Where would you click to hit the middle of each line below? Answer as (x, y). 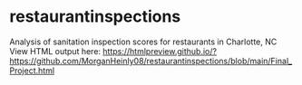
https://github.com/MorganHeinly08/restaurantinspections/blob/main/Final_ (151, 61)
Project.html (32, 71)
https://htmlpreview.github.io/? (160, 51)
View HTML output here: (55, 51)
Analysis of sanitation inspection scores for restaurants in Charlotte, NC (143, 42)
